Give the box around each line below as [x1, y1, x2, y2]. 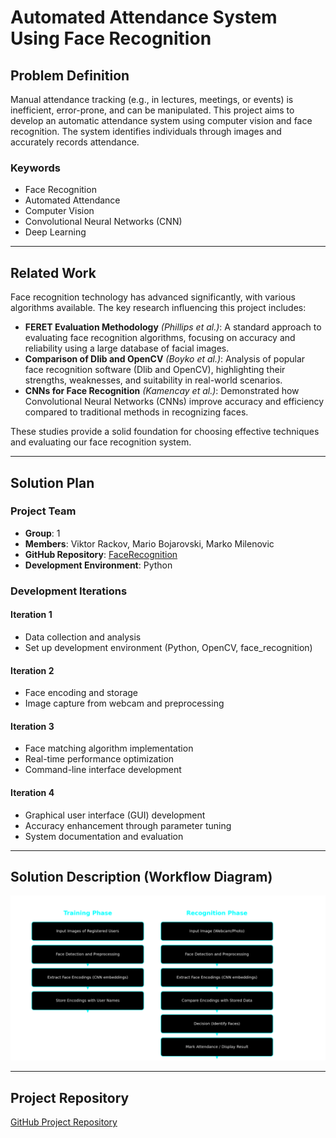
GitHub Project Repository [10, 1116, 118, 1128]
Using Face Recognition [10, 27, 212, 50]
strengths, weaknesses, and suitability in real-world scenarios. [24, 374, 283, 386]
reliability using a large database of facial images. [24, 342, 230, 355]
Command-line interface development [24, 764, 182, 776]
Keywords [10, 161, 61, 175]
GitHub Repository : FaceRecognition [24, 548, 178, 560]
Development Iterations [10, 584, 128, 598]
